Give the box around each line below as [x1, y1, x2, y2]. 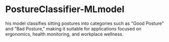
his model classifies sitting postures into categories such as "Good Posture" [5, 20, 164, 26]
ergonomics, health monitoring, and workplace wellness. [5, 31, 124, 37]
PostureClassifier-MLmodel [5, 4, 125, 15]
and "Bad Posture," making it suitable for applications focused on [5, 25, 142, 31]
